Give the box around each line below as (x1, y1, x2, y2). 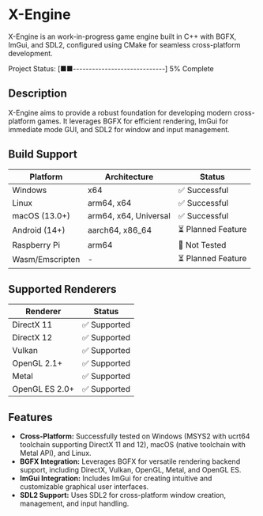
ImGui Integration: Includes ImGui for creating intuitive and (19, 473, 212, 484)
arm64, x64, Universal (88, 210, 171, 221)
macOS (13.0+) (12, 210, 71, 221)
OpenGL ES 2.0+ (12, 384, 75, 395)
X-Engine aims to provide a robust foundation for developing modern (8, 108, 232, 117)
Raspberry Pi (12, 239, 61, 250)
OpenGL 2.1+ (12, 358, 63, 369)
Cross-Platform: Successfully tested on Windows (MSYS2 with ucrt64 (19, 431, 250, 441)
